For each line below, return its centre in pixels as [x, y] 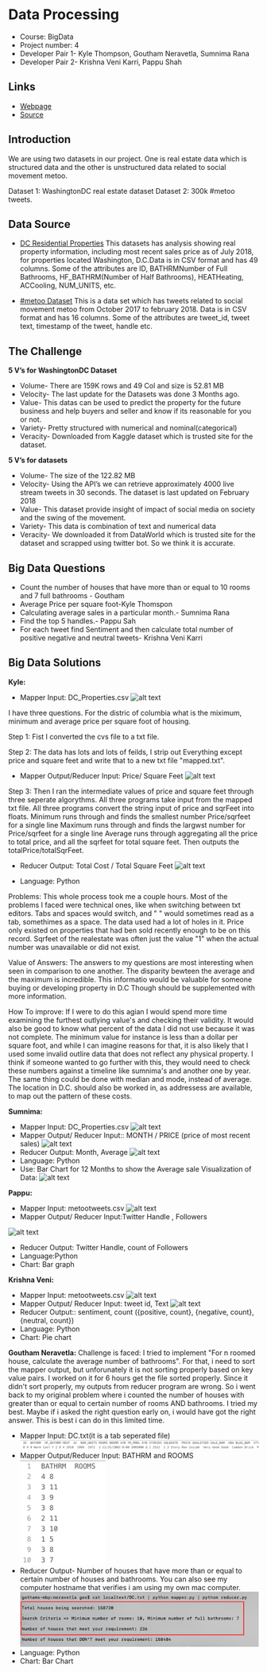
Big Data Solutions [55, 663]
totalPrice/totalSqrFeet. [46, 850]
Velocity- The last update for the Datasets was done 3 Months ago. [130, 394]
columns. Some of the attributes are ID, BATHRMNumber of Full [124, 268]
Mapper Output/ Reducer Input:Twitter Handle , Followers [114, 1216]
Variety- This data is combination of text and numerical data [118, 527]
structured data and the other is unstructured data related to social [117, 167]
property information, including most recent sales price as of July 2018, [137, 252]
